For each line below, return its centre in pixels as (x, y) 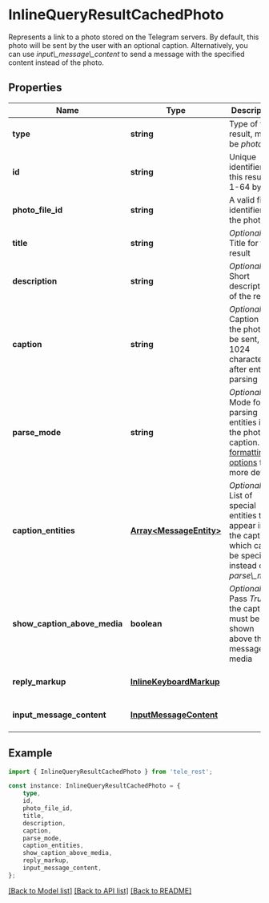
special (243, 505)
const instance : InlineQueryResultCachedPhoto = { (94, 786)
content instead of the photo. (56, 62)
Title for (244, 243)
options (243, 462)
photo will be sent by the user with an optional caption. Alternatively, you (128, 45)
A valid (242, 200)
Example (30, 754)
